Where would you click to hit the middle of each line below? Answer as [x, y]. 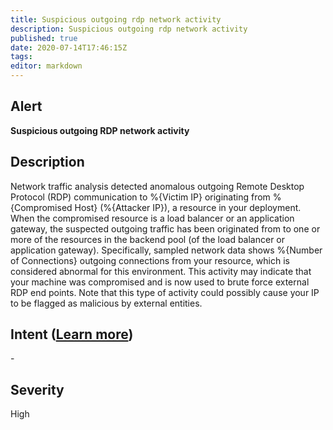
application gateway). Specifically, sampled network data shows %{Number [166, 250]
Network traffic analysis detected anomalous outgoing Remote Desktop [157, 186]
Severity [37, 389]
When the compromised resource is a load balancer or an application [152, 218]
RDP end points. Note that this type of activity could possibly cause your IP [165, 292]
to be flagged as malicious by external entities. [106, 303]
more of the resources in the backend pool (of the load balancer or [148, 239]
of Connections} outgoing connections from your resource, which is [150, 260]
